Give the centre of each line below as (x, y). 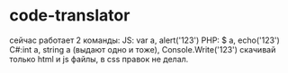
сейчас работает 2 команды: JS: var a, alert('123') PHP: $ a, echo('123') (145, 40)
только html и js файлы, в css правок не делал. (99, 59)
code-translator (70, 16)
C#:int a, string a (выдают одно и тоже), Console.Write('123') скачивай (143, 49)
